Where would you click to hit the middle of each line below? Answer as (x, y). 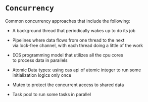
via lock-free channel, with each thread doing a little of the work (78, 45)
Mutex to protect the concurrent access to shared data (68, 85)
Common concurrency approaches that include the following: (68, 21)
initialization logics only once (42, 75)
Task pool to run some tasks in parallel (51, 94)
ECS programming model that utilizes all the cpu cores (68, 55)
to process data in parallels (40, 60)
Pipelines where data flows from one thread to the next (68, 40)
